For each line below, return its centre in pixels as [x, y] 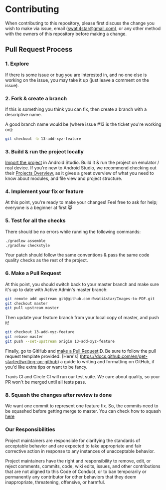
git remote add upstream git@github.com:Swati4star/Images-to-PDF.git [80, 299]
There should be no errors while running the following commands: [73, 231]
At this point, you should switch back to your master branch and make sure [82, 284]
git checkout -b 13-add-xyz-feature [43, 139]
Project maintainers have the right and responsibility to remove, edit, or [78, 461]
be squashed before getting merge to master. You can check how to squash [83, 411]
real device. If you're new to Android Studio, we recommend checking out [81, 168]
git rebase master [24, 337]
